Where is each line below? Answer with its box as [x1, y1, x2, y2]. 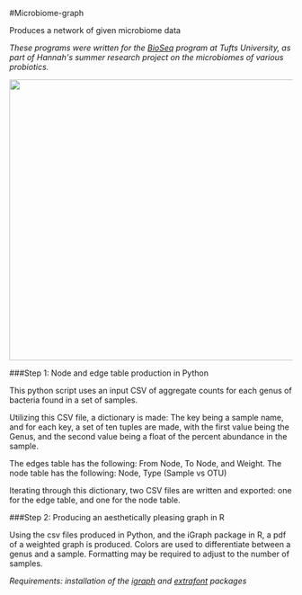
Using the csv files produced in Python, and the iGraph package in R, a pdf [9, 529, 287, 540]
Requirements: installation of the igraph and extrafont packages [9, 575, 247, 586]
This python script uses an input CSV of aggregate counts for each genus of [9, 386, 292, 395]
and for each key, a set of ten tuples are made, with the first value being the [9, 422, 289, 432]
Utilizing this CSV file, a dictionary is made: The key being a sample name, [9, 413, 285, 422]
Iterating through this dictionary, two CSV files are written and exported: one [9, 485, 292, 495]
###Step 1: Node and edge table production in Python [9, 368, 209, 378]
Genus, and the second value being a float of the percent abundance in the [9, 431, 288, 441]
